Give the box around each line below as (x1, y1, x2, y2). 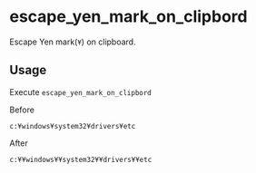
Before (9, 104, 34, 115)
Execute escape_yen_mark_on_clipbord (9, 86, 153, 97)
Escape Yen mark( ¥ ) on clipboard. (9, 36, 136, 47)
